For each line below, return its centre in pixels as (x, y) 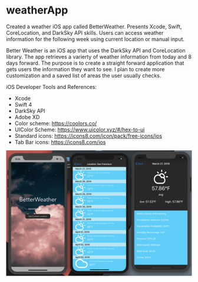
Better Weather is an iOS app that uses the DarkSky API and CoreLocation (96, 50)
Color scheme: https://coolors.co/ (56, 123)
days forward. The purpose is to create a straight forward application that (95, 63)
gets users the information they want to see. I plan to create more (85, 69)
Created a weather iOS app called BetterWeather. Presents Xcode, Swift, (94, 26)
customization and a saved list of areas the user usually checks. (84, 75)
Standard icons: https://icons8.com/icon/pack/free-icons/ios (88, 135)
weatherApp (37, 10)
